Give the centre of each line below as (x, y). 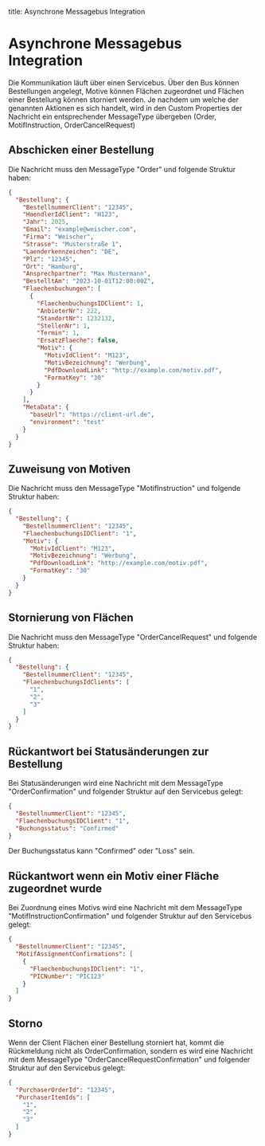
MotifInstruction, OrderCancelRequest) (72, 125)
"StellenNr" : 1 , (64, 326)
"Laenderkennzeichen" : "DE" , (71, 251)
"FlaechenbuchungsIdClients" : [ (76, 682)
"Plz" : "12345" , (50, 259)
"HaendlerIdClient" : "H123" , (71, 214)
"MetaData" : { (46, 407)
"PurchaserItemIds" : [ (53, 1097)
